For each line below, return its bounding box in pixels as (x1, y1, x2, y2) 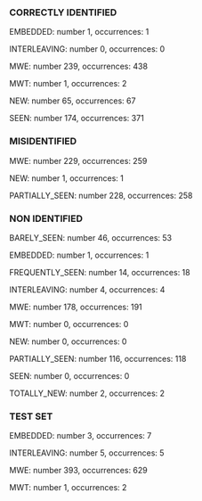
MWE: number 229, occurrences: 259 (9, 155, 148, 166)
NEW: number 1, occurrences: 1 (9, 172, 125, 184)
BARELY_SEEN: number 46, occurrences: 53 (9, 232, 172, 242)
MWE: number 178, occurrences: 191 (9, 301, 142, 312)
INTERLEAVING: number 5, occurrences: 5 (9, 448, 165, 458)
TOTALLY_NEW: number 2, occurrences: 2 (9, 388, 166, 398)
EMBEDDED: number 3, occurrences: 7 (9, 431, 152, 441)
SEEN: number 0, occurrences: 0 (9, 370, 130, 381)
